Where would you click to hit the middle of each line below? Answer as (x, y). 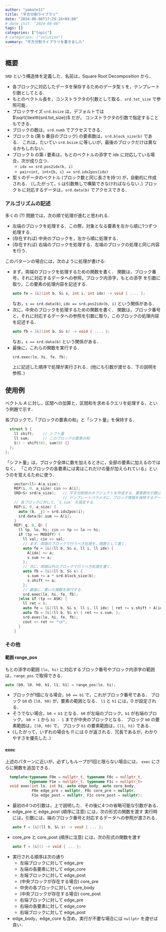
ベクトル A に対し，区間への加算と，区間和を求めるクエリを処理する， (77, 403)
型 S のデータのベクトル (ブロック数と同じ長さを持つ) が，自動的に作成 (84, 177)
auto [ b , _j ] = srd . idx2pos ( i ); (51, 511)
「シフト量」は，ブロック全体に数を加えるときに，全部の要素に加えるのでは (83, 462)
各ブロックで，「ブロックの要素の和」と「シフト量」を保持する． (71, 420)
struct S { (21, 429)
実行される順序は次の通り (38, 856)
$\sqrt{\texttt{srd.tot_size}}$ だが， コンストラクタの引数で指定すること (85, 117)
